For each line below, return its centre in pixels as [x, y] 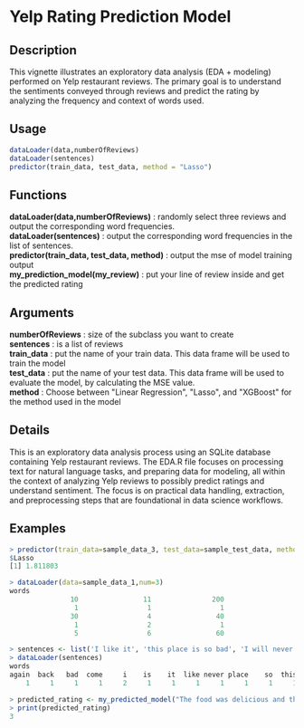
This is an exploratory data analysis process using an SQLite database [140, 452]
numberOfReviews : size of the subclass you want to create [122, 335]
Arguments [42, 313]
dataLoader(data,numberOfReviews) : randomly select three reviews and [148, 217]
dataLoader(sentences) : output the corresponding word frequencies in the [151, 236]
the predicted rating [46, 284]
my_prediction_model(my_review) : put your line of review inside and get [147, 274]
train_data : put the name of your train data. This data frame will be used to [150, 354]
